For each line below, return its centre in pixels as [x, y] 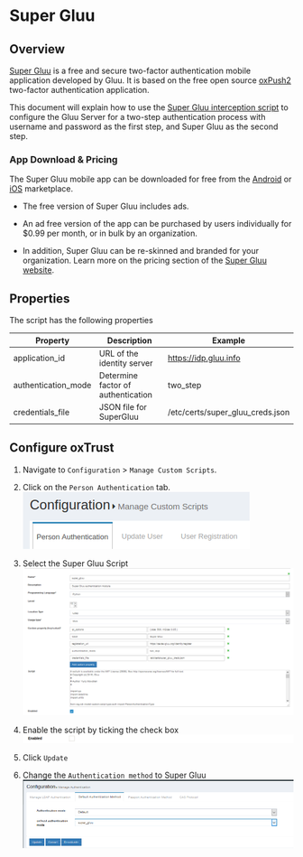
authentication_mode [52, 386]
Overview [37, 49]
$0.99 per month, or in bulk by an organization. [110, 233]
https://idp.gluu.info [204, 359]
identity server [126, 363]
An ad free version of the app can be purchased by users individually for [157, 224]
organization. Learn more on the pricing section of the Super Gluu [145, 261]
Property [53, 340]
